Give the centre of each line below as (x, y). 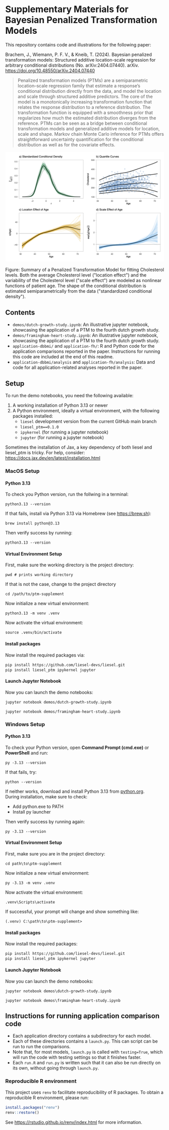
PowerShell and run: (27, 752)
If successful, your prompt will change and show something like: (72, 911)
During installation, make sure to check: (46, 796)
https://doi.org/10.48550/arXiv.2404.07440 (50, 70)
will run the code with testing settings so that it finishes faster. (77, 1057)
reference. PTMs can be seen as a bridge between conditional (82, 123)
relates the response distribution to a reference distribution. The (84, 107)
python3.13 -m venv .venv (32, 613)
